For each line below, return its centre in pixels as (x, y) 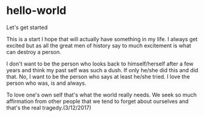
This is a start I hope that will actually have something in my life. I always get (102, 39)
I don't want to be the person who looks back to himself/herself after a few (100, 64)
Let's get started (27, 27)
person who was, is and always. (46, 83)
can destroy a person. (34, 52)
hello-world (37, 11)
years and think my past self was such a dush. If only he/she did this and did (102, 70)
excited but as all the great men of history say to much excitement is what (99, 45)
